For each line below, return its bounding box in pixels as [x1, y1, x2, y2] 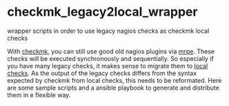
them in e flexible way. [7, 90, 71, 99]
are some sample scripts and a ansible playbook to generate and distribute [7, 83, 219, 92]
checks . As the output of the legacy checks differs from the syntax [7, 69, 197, 77]
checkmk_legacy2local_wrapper [7, 4, 198, 20]
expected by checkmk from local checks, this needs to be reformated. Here [7, 76, 222, 84]
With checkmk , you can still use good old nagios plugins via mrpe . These [7, 47, 215, 55]
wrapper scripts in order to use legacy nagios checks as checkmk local [7, 27, 210, 35]
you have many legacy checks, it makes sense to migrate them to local [7, 62, 208, 70]
